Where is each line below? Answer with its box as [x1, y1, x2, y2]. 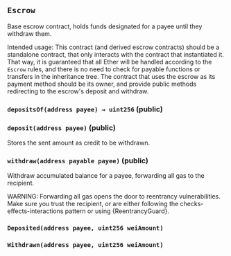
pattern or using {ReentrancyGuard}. [65, 207, 170, 215]
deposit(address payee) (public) [7, 122, 116, 132]
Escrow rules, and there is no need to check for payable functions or [7, 65, 201, 73]
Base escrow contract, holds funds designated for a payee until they [7, 22, 203, 30]
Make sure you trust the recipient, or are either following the [7, 200, 179, 208]
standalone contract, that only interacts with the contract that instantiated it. [7, 50, 224, 58]
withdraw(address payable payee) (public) [7, 156, 149, 165]
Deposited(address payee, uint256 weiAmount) [7, 224, 164, 232]
